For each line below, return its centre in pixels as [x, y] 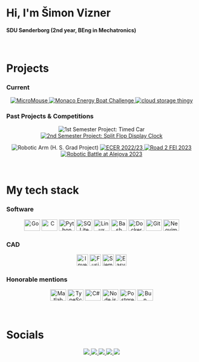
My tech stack [43, 190]
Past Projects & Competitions [50, 116]
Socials [25, 335]
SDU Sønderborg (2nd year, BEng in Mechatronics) [71, 30]
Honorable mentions [37, 279]
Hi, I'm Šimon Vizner [58, 13]
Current [18, 87]
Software [20, 210]
